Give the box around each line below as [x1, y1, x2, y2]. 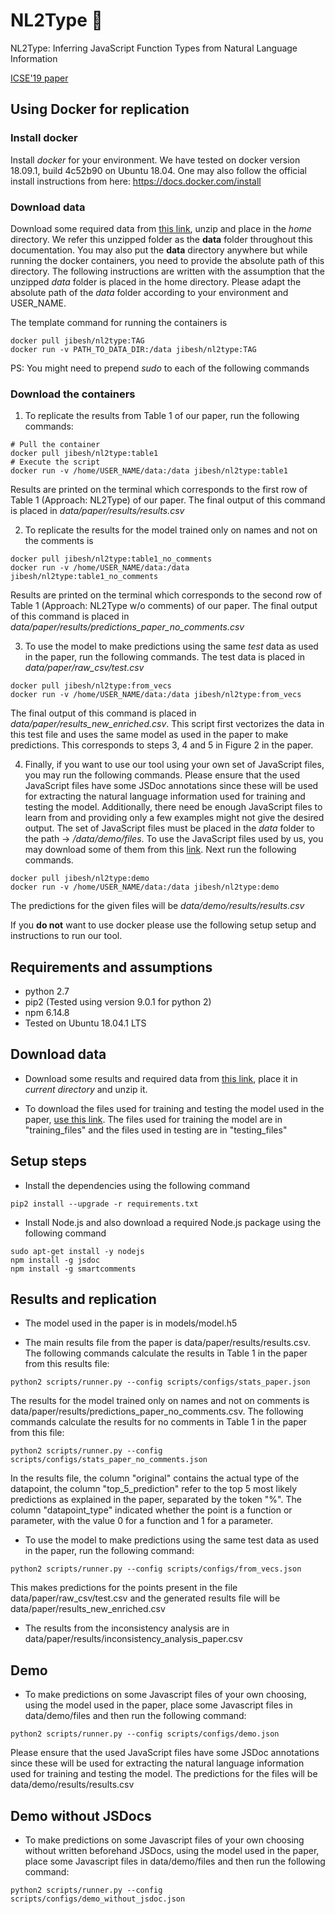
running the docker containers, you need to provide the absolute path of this [10, 254, 325, 266]
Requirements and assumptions [10, 959, 213, 976]
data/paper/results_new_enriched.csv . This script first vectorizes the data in [10, 718, 325, 730]
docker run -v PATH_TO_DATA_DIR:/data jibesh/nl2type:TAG [10, 344, 257, 354]
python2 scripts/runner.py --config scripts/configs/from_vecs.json [10, 1564, 302, 1574]
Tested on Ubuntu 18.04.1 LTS [24, 1017, 147, 1029]
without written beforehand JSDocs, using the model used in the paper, [24, 1845, 320, 1857]
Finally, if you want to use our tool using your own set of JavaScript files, [24, 759, 325, 771]
